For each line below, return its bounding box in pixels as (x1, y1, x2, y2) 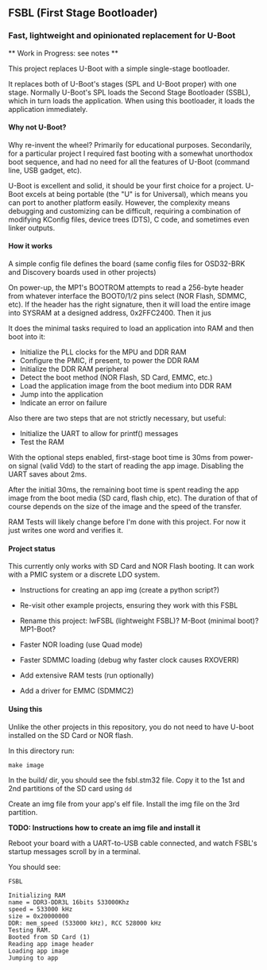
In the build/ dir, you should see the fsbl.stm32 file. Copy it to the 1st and (8, 775, 245, 785)
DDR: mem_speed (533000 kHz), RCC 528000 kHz (8, 919, 161, 927)
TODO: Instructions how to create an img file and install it (8, 822, 201, 833)
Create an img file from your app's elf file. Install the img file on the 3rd (8, 798, 240, 809)
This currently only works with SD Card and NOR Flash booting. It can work (8, 562, 255, 571)
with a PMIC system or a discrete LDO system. (8, 570, 161, 579)
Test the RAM (19, 437, 65, 447)
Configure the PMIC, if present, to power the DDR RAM (19, 356, 199, 365)
